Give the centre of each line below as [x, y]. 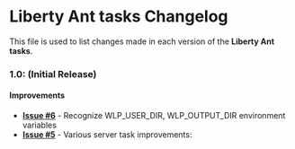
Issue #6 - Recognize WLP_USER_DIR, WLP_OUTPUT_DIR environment [154, 116]
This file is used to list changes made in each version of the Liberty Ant [142, 41]
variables [39, 125]
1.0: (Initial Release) [53, 74]
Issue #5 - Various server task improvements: [107, 135]
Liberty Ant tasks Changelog [119, 17]
